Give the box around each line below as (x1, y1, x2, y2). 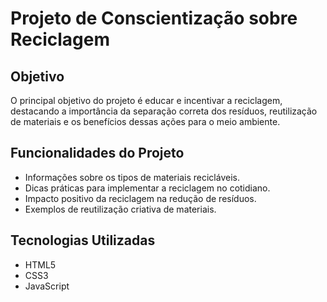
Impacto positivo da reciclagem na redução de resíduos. (24, 192, 257, 204)
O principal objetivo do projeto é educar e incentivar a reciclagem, (10, 95, 283, 106)
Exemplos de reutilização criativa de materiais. (24, 203, 217, 215)
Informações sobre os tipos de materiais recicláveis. (24, 171, 240, 183)
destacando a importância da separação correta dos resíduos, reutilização (10, 105, 318, 117)
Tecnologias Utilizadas (10, 232, 156, 249)
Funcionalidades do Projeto (10, 145, 185, 162)
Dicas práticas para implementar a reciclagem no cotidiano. (24, 182, 271, 194)
